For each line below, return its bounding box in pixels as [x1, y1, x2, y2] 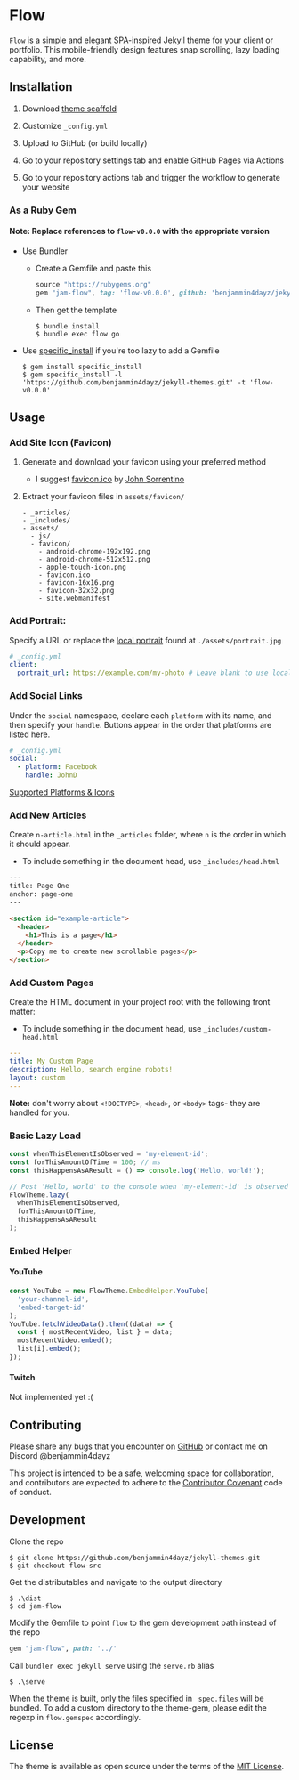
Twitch [9, 1371, 36, 1382]
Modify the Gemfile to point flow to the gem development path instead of [9, 1617, 277, 1628]
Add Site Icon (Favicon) [9, 436, 113, 449]
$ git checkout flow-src [9, 1561, 101, 1570]
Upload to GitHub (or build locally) [21, 137, 148, 148]
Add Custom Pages [9, 976, 94, 989]
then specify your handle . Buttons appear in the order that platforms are [9, 719, 272, 730]
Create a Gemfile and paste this [35, 263, 152, 273]
